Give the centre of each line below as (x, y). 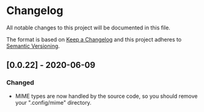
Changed (20, 83)
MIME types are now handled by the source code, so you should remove (106, 96)
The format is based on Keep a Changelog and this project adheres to (94, 39)
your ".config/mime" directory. (53, 102)
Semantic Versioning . (33, 46)
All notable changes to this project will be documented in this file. (89, 28)
